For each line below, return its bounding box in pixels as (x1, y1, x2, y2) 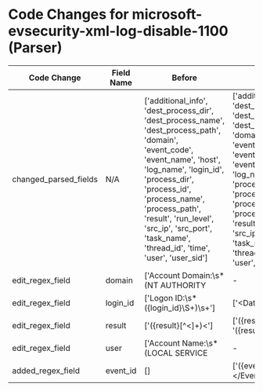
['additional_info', (144, 95, 208, 106)
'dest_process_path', (144, 124, 222, 135)
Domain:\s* (182, 269, 225, 280)
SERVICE (175, 347, 208, 358)
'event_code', (144, 144, 194, 155)
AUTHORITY (160, 280, 207, 291)
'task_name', (144, 232, 191, 243)
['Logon (144, 292, 174, 303)
